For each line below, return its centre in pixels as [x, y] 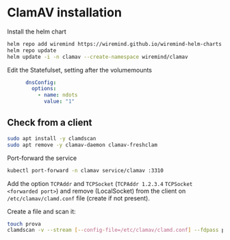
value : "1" [59, 102]
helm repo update [32, 50]
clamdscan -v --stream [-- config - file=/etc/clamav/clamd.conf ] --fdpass [113, 230]
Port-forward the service [42, 158]
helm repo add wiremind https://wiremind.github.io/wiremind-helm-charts [115, 44]
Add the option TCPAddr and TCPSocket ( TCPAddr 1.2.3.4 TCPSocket [100, 183]
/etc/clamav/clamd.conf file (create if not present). [79, 198]
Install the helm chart [37, 31]
